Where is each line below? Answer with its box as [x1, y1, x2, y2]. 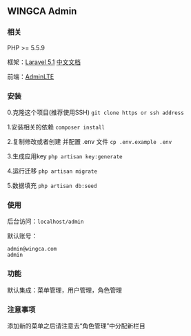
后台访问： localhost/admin [7, 217, 84, 226]
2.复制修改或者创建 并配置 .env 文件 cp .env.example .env [7, 137, 172, 145]
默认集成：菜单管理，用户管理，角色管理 [7, 286, 122, 294]
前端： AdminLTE [7, 72, 54, 81]
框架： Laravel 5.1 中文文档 [7, 58, 81, 66]
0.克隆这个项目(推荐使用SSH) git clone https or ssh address [7, 108, 184, 116]
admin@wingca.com [7, 246, 57, 253]
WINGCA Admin [7, 6, 77, 17]
